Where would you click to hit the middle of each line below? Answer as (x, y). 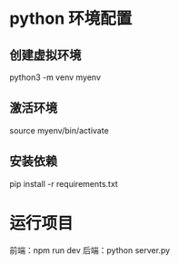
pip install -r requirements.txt (64, 183)
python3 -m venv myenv (55, 77)
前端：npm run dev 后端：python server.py (90, 250)
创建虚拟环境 (45, 55)
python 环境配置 (71, 19)
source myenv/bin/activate (59, 130)
